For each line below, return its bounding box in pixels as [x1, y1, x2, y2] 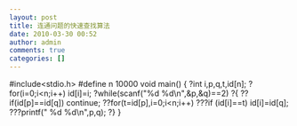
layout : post [9, 12, 58, 22]
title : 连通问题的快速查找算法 [9, 21, 110, 30]
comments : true [9, 46, 66, 55]
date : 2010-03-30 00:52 [9, 29, 98, 38]
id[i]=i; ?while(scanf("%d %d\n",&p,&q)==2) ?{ [68, 88, 239, 98]
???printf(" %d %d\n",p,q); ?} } [9, 107, 122, 117]
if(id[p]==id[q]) [9, 98, 65, 107]
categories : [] [9, 54, 66, 63]
